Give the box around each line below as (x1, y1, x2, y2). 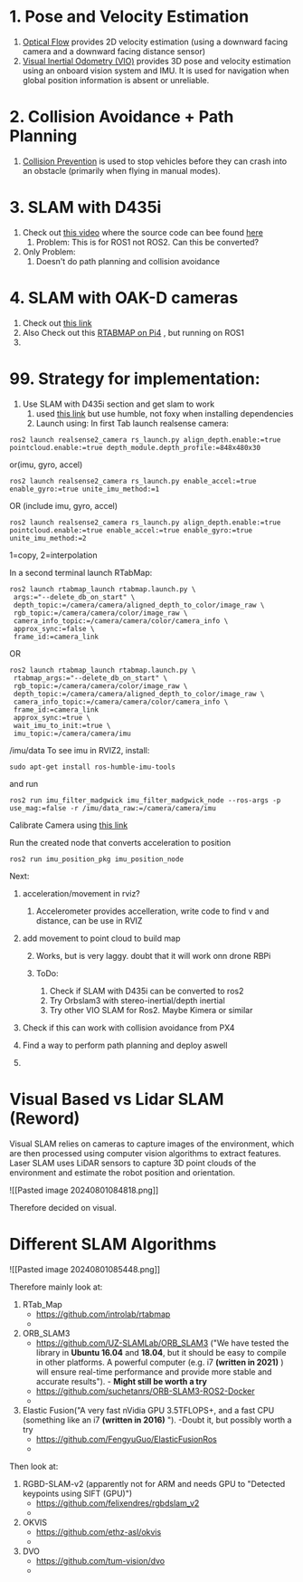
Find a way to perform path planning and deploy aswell (22, 1040, 228, 1050)
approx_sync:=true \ (13, 713, 91, 722)
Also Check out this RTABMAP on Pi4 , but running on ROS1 (22, 327, 245, 338)
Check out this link (22, 317, 92, 328)
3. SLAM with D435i (9, 197, 162, 218)
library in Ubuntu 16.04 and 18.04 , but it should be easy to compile (35, 1347, 287, 1357)
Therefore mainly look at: (9, 1281, 103, 1292)
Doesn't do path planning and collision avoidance (35, 255, 220, 266)
